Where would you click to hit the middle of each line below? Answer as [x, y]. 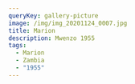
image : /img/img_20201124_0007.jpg [68, 23]
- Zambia [30, 61]
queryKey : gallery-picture [53, 16]
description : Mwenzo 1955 [51, 38]
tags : [17, 46]
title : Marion [32, 30]
